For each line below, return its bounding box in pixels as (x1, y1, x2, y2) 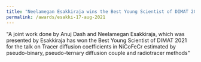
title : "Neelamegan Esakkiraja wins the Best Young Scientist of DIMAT (6, 8, 188, 15)
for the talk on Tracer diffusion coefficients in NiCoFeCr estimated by (6, 43, 176, 50)
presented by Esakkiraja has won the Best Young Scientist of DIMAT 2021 (6, 37, 187, 44)
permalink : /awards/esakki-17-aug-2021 (6, 14, 106, 20)
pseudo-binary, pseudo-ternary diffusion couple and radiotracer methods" (6, 49, 190, 56)
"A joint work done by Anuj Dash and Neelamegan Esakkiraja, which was (6, 30, 185, 37)
